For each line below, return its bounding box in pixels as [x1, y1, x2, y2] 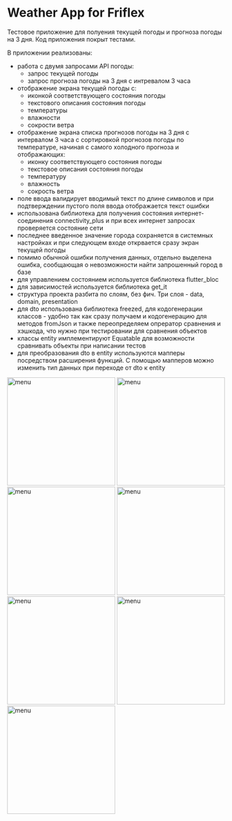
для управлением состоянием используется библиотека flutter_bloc [17, 275, 219, 283]
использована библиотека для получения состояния [17, 209, 173, 217]
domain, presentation [17, 297, 78, 305]
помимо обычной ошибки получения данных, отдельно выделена [17, 253, 212, 261]
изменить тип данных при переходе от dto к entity [17, 363, 166, 372]
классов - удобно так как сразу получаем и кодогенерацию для [17, 312, 207, 320]
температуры [27, 106, 68, 114]
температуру [27, 172, 67, 181]
